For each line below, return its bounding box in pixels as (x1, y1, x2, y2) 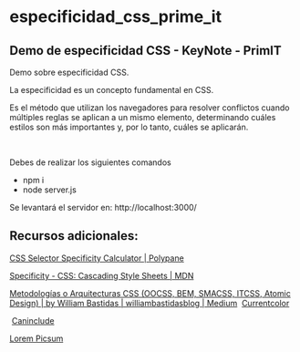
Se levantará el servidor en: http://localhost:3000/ (9, 202, 198, 212)
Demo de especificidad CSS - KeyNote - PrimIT (9, 43, 282, 58)
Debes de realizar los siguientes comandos (9, 157, 171, 168)
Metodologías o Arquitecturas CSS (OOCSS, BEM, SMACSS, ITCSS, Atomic (9, 287, 292, 298)
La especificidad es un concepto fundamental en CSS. (9, 85, 214, 95)
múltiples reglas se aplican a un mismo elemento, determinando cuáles (9, 112, 276, 122)
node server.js (22, 184, 78, 195)
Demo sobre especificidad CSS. (9, 67, 129, 78)
